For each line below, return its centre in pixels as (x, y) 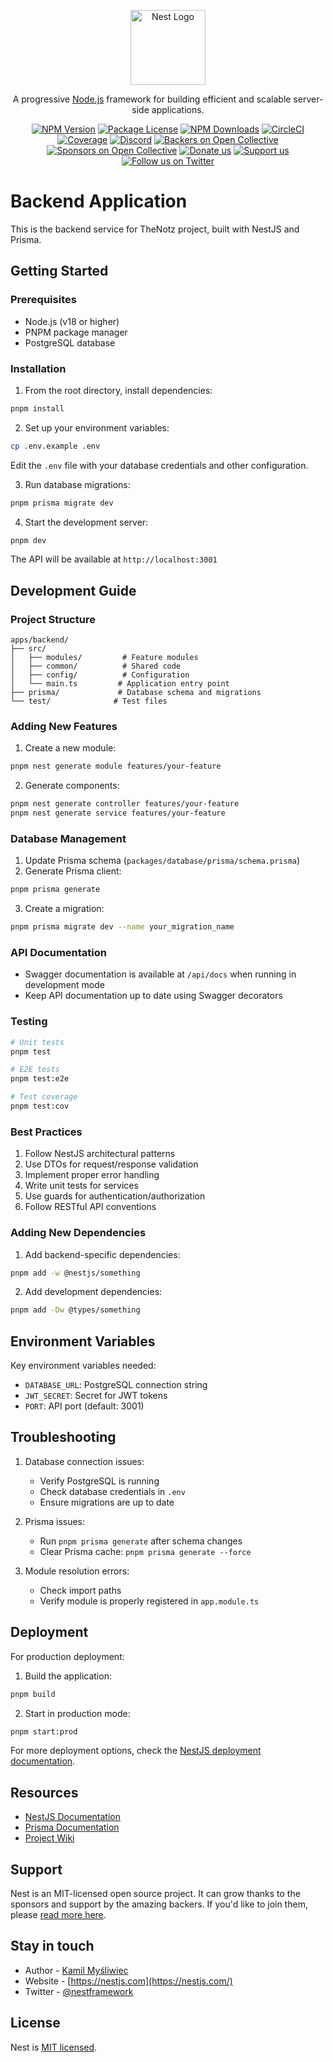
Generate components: (72, 786)
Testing (29, 1022)
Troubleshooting (63, 1437)
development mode (64, 985)
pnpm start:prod (44, 1731)
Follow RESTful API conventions (90, 1207)
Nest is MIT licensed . (54, 2047)
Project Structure (53, 619)
